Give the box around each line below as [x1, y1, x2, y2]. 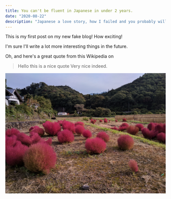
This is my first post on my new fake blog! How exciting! [5, 34, 123, 40]
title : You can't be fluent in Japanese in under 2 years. [5, 8, 133, 13]
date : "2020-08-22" [5, 13, 47, 19]
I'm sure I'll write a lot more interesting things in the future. [5, 43, 128, 49]
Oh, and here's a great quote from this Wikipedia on [5, 53, 114, 60]
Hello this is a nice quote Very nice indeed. [17, 63, 108, 69]
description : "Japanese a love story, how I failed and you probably [5, 19, 156, 24]
